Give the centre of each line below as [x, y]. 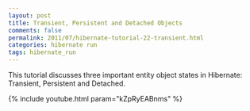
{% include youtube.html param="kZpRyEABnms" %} [96, 99]
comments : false [35, 30]
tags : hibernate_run [42, 52]
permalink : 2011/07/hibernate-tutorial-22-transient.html [106, 38]
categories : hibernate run [53, 45]
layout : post [30, 15]
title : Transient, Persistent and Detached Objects [95, 23]
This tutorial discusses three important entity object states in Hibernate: [125, 75]
